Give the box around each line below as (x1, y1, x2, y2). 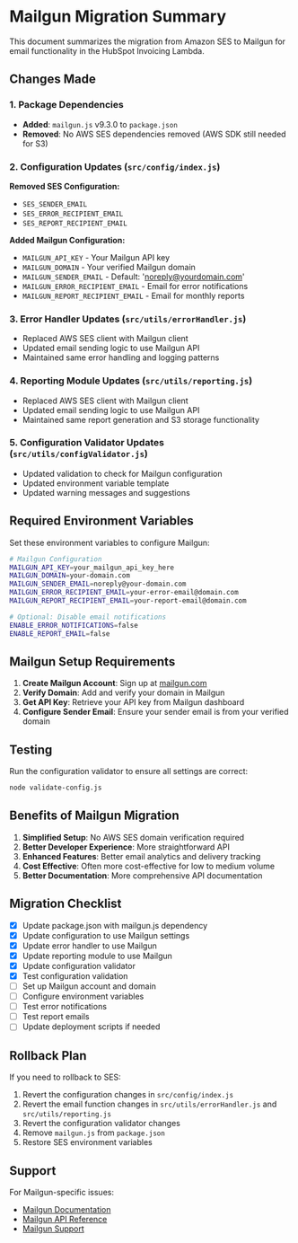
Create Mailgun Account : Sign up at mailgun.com (22, 678, 207, 689)
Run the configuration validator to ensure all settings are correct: (9, 766, 249, 777)
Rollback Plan (9, 1048, 87, 1063)
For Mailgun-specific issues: (9, 1186, 115, 1197)
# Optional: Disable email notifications (9, 613, 167, 621)
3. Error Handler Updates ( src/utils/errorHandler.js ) (9, 313, 247, 325)
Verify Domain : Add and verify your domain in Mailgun (22, 687, 225, 698)
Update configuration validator (22, 960, 136, 971)
